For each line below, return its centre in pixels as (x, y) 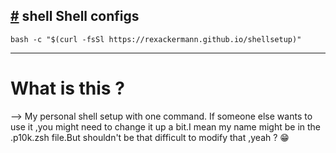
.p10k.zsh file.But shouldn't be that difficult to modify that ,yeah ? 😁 (150, 137)
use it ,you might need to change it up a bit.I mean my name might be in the (166, 126)
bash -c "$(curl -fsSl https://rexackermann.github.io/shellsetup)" (156, 39)
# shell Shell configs (75, 16)
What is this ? (67, 88)
